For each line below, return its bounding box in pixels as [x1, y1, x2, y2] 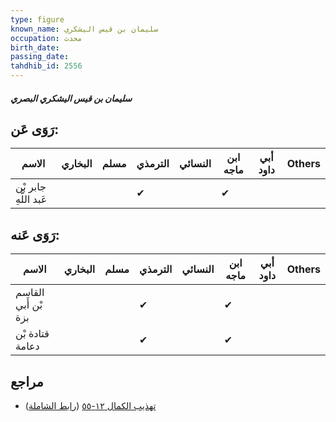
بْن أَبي [15, 298, 43, 312]
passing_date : [10, 52, 70, 62]
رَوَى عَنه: [10, 226, 60, 243]
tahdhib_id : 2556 [10, 61, 83, 71]
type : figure [10, 14, 65, 25]
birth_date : [10, 42, 60, 53]
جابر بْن [15, 180, 47, 194]
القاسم [15, 286, 45, 300]
